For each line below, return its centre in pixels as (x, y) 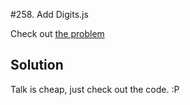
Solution (37, 65)
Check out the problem (57, 33)
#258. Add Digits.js (49, 14)
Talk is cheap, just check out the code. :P (95, 89)
